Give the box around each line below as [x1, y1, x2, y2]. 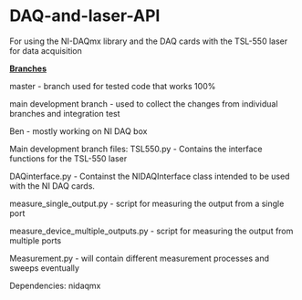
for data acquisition [9, 45, 82, 56]
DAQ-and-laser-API [9, 5, 161, 26]
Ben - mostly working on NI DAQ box [9, 125, 148, 137]
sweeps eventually [9, 262, 80, 274]
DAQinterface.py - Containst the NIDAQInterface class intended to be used [9, 171, 290, 181]
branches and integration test [9, 108, 120, 119]
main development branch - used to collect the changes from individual [9, 98, 278, 109]
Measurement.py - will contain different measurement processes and [9, 253, 269, 264]
